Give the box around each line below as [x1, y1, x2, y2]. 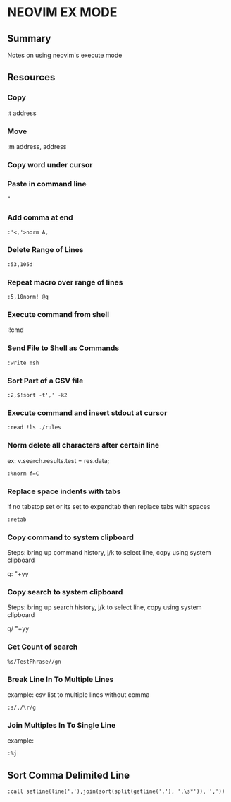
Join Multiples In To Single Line [7, 720, 116, 730]
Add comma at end [7, 213, 73, 222]
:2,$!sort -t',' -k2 [7, 391, 68, 399]
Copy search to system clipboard [7, 587, 123, 597]
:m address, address [7, 142, 67, 150]
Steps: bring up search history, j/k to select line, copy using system [7, 603, 202, 611]
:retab [7, 516, 27, 523]
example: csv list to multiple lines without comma [7, 690, 150, 699]
